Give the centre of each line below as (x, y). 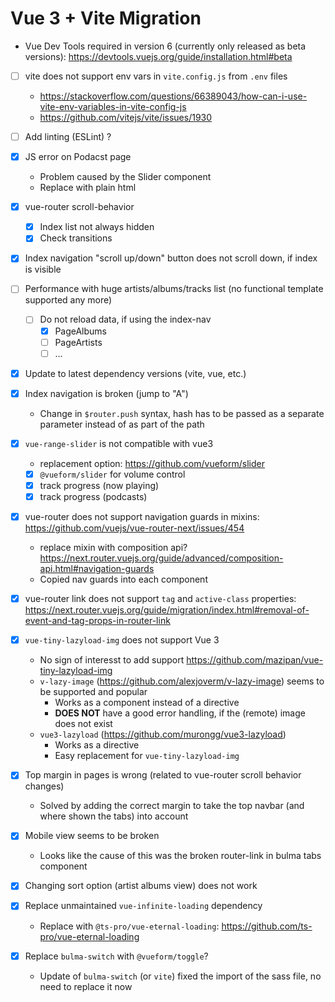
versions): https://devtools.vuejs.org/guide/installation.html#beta (158, 56)
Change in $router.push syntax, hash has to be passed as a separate (182, 413)
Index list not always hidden (97, 227)
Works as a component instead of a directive (147, 703)
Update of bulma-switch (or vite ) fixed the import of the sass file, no (180, 976)
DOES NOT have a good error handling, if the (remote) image (180, 713)
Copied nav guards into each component (123, 579)
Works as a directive (97, 745)
